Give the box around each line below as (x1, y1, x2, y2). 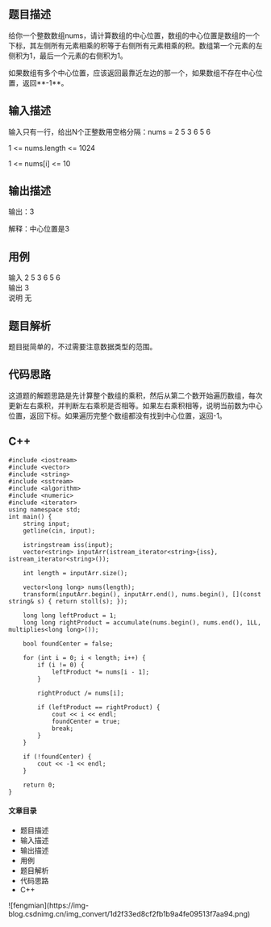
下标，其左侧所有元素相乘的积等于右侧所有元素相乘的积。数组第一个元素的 (8, 40, 256, 50)
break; (51, 724, 74, 733)
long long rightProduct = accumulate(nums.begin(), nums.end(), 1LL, (23, 618, 262, 627)
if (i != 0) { (37, 661, 85, 669)
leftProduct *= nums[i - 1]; (51, 668, 150, 676)
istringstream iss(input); (23, 541, 114, 549)
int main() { (8, 512, 52, 520)
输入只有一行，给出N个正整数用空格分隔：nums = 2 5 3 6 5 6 (8, 127, 211, 136)
